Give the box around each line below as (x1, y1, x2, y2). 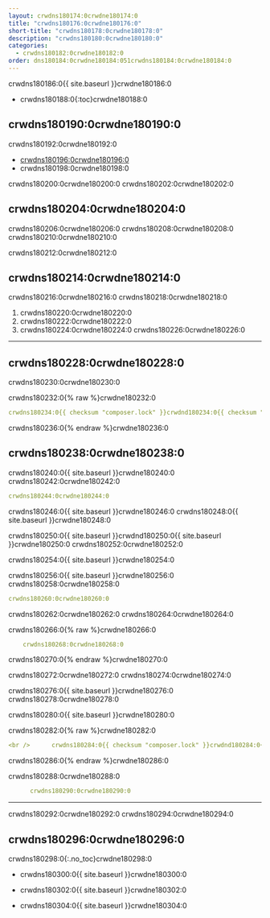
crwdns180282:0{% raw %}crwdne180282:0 (8, 726, 157, 735)
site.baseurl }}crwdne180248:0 (8, 515, 111, 524)
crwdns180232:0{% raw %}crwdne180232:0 (8, 393, 157, 403)
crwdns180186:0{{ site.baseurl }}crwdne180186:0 (8, 78, 172, 89)
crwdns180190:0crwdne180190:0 (8, 118, 182, 131)
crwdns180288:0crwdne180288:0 (8, 771, 121, 781)
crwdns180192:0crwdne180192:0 (8, 139, 117, 149)
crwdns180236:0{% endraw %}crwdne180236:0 (8, 424, 169, 432)
